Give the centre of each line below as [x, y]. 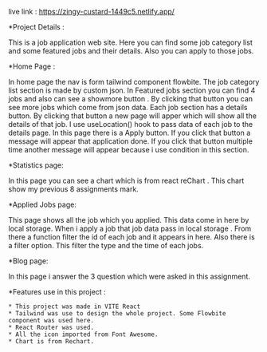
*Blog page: [28, 261]
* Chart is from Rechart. [51, 342]
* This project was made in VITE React [75, 307]
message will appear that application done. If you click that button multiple [131, 141]
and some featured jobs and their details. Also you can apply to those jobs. [131, 51]
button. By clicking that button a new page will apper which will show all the [133, 116]
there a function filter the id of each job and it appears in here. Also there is [132, 237]
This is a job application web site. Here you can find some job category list [130, 42]
